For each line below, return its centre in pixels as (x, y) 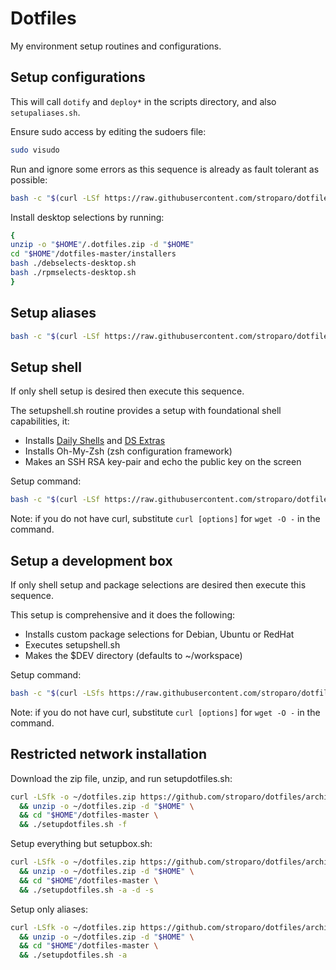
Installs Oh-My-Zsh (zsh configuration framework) (128, 451)
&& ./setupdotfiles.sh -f (73, 825)
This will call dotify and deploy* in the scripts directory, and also (143, 101)
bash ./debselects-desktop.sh (73, 263)
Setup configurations (78, 77)
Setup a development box (91, 560)
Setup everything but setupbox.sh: (81, 844)
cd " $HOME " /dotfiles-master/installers (93, 254)
